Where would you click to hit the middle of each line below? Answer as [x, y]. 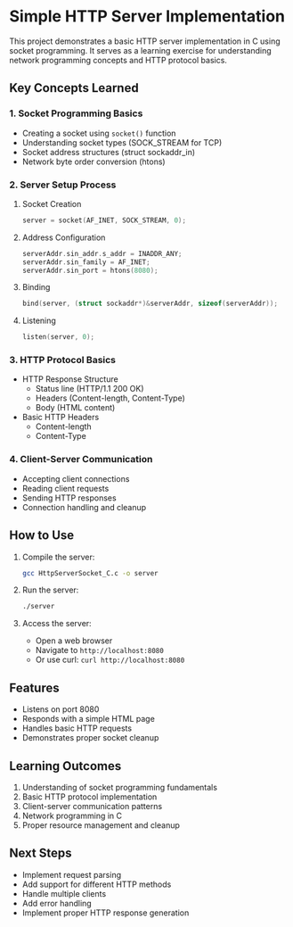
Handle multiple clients [64, 893]
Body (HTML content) [75, 408]
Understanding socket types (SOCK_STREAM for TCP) [122, 142]
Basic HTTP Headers [61, 418]
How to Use [42, 536]
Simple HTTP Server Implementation [147, 17]
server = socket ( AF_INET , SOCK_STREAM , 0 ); [104, 220]
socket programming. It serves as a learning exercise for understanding [140, 50]
